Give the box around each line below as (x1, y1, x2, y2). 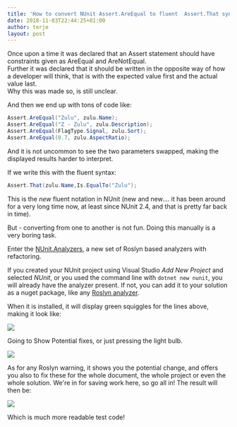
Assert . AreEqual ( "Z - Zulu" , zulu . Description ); (7, 121, 153, 128)
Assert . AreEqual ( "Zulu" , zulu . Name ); (7, 115, 119, 122)
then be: (7, 386, 32, 394)
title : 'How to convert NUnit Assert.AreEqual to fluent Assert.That (7, 10, 219, 18)
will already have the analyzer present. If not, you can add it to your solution (7, 281, 228, 289)
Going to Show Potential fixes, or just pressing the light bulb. (7, 337, 183, 345)
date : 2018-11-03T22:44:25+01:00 (7, 17, 106, 24)
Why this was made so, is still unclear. (7, 87, 118, 95)
